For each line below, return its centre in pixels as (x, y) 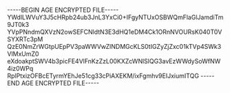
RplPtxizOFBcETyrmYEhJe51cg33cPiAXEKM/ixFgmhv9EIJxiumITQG (103, 76)
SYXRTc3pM (25, 39)
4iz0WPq (20, 69)
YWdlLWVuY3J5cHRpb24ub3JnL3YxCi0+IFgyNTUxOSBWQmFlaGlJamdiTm (115, 17)
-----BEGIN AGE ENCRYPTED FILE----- (63, 10)
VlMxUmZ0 (23, 54)
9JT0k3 (18, 24)
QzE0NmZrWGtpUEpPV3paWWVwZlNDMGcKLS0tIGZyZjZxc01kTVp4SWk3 (114, 46)
